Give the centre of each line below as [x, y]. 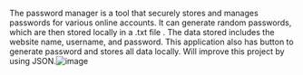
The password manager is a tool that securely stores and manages [134, 13]
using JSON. [33, 61]
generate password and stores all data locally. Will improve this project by [147, 52]
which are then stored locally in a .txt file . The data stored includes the [142, 32]
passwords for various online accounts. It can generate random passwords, [151, 23]
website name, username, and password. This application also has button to [151, 42]
